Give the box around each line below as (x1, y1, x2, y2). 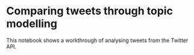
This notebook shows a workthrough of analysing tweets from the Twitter (6, 36, 189, 44)
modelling (6, 17, 57, 30)
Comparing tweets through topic (6, 4, 174, 18)
